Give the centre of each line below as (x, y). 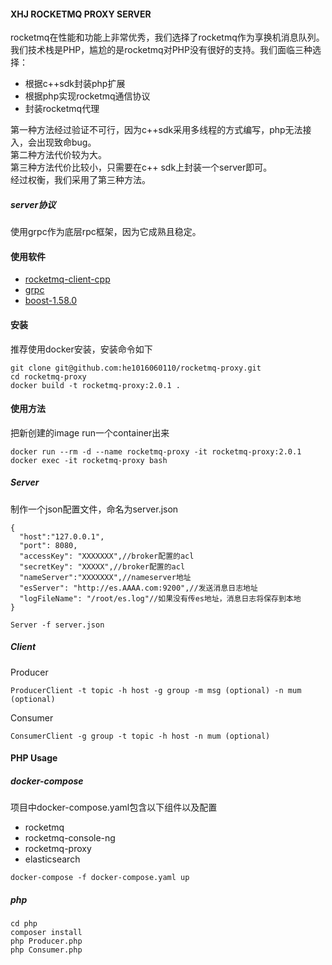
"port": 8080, (48, 545)
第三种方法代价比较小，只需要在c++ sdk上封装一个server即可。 (141, 167)
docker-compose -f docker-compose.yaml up (100, 878)
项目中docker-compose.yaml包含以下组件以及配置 (114, 807)
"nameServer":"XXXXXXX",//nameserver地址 (105, 577)
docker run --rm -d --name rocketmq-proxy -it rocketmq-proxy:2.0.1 (156, 451)
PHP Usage (34, 758)
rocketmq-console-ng (70, 838)
